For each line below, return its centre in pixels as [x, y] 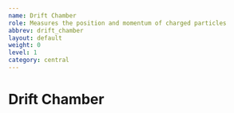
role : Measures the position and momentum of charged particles [117, 23]
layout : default [35, 38]
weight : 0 [25, 45]
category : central [39, 60]
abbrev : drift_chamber [46, 30]
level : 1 [23, 53]
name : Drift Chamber [43, 16]
